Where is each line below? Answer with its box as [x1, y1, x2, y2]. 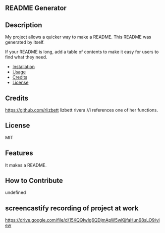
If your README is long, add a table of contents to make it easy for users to [5, 49, 159, 55]
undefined [5, 189, 26, 195]
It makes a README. [5, 162, 47, 168]
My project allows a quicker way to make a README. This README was [5, 34, 152, 40]
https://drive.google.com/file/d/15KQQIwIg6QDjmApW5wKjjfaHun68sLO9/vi [5, 217, 160, 223]
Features [5, 149, 33, 158]
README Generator [5, 4, 67, 12]
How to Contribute [5, 176, 63, 185]
